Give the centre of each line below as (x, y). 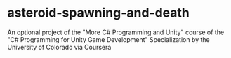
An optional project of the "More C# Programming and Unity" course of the (116, 32)
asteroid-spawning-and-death (98, 13)
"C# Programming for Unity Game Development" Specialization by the (109, 39)
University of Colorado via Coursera (59, 47)
